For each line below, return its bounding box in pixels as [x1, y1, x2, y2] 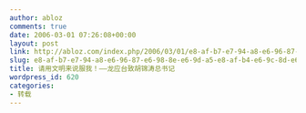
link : [9, 47, 30, 56]
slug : [9, 56, 30, 65]
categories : [9, 81, 55, 90]
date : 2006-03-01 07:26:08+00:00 [9, 30, 137, 39]
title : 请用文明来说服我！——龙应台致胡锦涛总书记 [9, 65, 176, 74]
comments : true [9, 22, 67, 31]
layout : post [9, 38, 59, 48]
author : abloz [9, 13, 64, 23]
